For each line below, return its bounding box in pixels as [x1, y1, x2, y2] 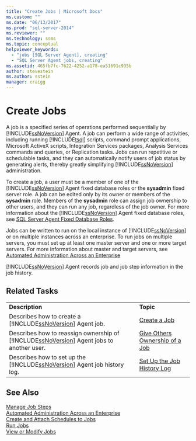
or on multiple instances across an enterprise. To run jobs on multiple [6, 233, 173, 240]
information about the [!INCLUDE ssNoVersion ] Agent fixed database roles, [6, 209, 185, 216]
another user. [9, 343, 45, 352]
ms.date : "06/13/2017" [6, 19, 61, 25]
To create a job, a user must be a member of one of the [6, 178, 139, 185]
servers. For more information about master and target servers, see [6, 245, 168, 252]
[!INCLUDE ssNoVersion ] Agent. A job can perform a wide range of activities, [6, 130, 190, 137]
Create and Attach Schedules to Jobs [6, 415, 96, 422]
